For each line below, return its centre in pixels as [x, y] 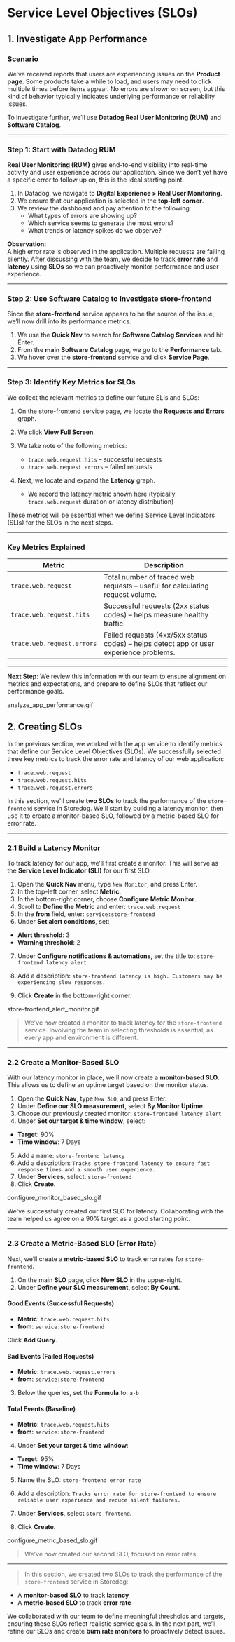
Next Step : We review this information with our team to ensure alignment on [116, 677]
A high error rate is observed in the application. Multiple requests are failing [116, 252]
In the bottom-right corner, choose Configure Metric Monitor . [107, 899]
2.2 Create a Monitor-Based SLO [63, 1063]
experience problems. [140, 652]
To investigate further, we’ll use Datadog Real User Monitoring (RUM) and [114, 117]
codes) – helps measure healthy [156, 615]
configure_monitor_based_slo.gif [54, 1198]
